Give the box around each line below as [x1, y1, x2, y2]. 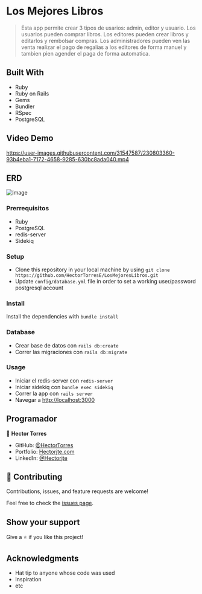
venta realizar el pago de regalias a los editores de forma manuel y [21, 44, 187, 51]
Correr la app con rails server [14, 390, 93, 397]
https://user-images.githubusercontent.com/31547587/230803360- [6, 149, 175, 157]
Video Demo [6, 133, 54, 143]
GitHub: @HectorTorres [14, 441, 74, 448]
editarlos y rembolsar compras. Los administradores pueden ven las [21, 37, 191, 44]
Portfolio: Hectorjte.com [14, 448, 75, 455]
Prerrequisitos [6, 204, 49, 213]
